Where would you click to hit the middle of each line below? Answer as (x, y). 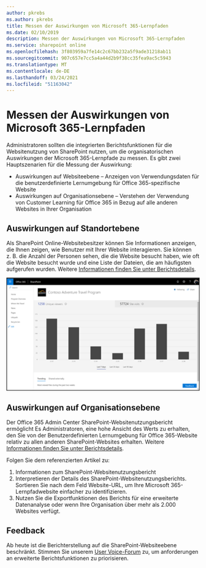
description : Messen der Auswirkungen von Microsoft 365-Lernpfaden (96, 39)
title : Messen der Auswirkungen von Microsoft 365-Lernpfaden (87, 26)
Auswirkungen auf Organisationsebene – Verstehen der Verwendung (102, 196)
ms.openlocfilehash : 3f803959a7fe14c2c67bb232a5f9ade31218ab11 (89, 52)
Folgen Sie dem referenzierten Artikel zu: (58, 460)
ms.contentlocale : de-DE (38, 71)
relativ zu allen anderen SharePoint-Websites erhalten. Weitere (85, 442)
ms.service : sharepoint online (46, 45)
